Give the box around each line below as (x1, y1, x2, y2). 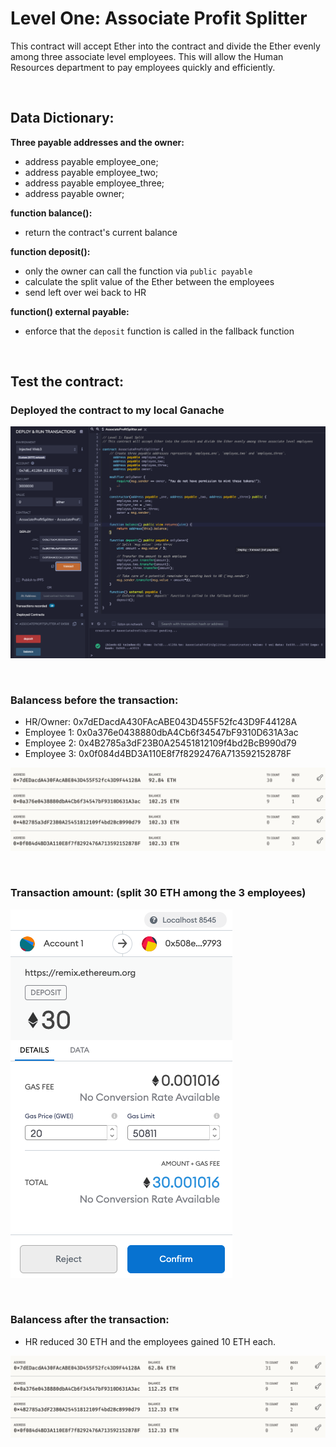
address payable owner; (24, 187, 125, 199)
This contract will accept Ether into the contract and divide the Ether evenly (10, 40, 321, 52)
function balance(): (10, 207, 93, 219)
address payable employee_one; (24, 155, 159, 167)
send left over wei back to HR (24, 286, 147, 298)
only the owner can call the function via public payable (24, 265, 253, 277)
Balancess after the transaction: (10, 1313, 170, 1327)
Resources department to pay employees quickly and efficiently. (10, 61, 276, 73)
